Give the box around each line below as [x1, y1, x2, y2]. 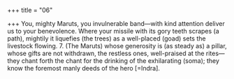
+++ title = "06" [7, 6, 53, 14]
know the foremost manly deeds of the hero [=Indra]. [7, 64, 161, 72]
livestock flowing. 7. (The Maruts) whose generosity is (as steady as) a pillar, [7, 42, 227, 50]
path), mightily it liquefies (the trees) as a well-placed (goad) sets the [7, 34, 206, 43]
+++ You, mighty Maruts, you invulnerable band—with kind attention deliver [7, 20, 226, 27]
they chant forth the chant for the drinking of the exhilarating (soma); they [7, 57, 220, 65]
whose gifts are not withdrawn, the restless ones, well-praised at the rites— [7, 49, 225, 57]
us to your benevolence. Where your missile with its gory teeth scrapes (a [7, 27, 220, 35]
